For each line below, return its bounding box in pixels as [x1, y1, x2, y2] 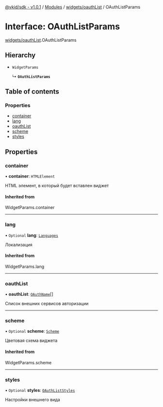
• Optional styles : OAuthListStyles [5, 387, 75, 393]
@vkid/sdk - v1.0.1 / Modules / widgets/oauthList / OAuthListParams [5, 4, 141, 10]
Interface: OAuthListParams [5, 21, 120, 32]
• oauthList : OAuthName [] [5, 291, 53, 297]
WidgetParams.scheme [5, 359, 52, 365]
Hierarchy [5, 51, 36, 60]
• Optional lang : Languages [5, 232, 58, 238]
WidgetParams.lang [5, 263, 45, 269]
